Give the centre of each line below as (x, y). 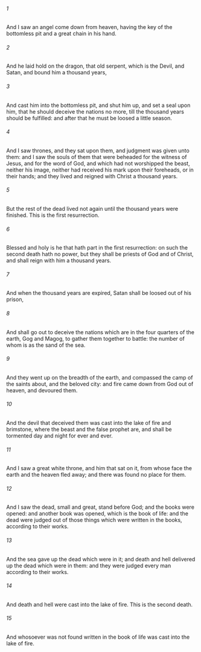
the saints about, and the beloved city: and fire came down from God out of (100, 384)
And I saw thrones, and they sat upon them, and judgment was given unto (98, 150)
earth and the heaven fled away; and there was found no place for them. (96, 475)
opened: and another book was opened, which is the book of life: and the (97, 514)
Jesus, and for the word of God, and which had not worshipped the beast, (98, 163)
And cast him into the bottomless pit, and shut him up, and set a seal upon (98, 105)
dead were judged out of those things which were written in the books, (94, 520)
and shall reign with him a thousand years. (59, 260)
